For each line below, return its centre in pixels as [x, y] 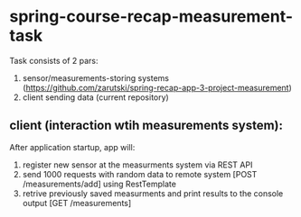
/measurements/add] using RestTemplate [99, 184]
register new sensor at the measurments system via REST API [137, 165]
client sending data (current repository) [95, 97]
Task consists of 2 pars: [54, 60]
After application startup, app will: [72, 147]
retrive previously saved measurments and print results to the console [153, 193]
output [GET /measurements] [77, 203]
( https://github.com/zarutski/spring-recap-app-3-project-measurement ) [157, 87]
